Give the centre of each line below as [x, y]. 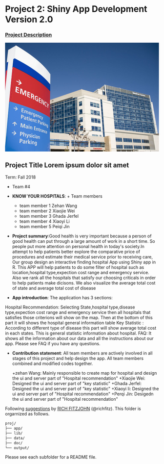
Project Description [29, 35]
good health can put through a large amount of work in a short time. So [83, 241]
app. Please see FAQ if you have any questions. [53, 343]
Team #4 [21, 186]
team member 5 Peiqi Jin [44, 226]
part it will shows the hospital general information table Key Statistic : [74, 323]
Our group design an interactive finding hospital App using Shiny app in [84, 262]
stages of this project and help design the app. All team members [78, 358]
